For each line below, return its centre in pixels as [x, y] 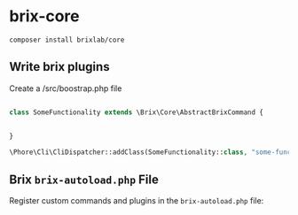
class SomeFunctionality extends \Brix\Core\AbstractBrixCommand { [137, 112]
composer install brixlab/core [67, 40]
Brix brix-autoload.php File [84, 179]
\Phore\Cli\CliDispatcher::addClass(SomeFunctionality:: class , [129, 152]
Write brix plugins [59, 67]
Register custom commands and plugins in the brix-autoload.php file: [137, 201]
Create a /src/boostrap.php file [66, 88]
